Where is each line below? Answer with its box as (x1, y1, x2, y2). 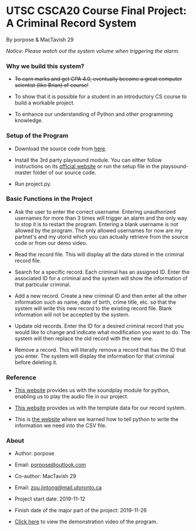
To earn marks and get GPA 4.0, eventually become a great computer (14, 75, 183, 83)
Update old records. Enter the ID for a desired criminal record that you (14, 322, 184, 330)
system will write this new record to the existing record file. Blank (14, 304, 173, 312)
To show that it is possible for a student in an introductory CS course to (14, 93, 187, 100)
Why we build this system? (6, 62, 85, 70)
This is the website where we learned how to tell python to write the (14, 416, 179, 423)
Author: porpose (14, 450, 55, 457)
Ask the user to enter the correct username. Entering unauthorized (14, 208, 176, 215)
